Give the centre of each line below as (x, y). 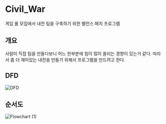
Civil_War (25, 9)
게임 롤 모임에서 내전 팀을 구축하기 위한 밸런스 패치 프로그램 (63, 23)
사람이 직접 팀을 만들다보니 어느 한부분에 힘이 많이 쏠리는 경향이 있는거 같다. (79, 54)
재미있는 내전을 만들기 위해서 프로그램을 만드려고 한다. (73, 60)
